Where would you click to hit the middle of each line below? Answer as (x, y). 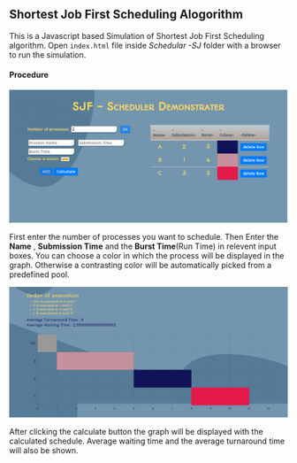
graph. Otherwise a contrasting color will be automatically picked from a (141, 265)
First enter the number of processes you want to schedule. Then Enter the (144, 236)
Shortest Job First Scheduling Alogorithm (126, 15)
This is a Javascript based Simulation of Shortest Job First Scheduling (137, 35)
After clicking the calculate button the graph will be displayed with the (136, 431)
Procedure (29, 75)
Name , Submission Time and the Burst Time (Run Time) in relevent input (143, 246)
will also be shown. (44, 450)
